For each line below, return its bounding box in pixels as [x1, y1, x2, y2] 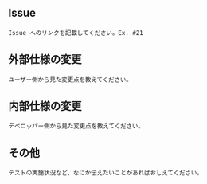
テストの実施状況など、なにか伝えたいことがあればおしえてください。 [8, 169, 203, 178]
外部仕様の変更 [8, 53, 82, 66]
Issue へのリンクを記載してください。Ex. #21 [8, 29, 143, 37]
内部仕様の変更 [8, 100, 82, 113]
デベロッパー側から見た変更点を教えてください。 [8, 123, 145, 131]
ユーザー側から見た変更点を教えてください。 [8, 76, 133, 84]
